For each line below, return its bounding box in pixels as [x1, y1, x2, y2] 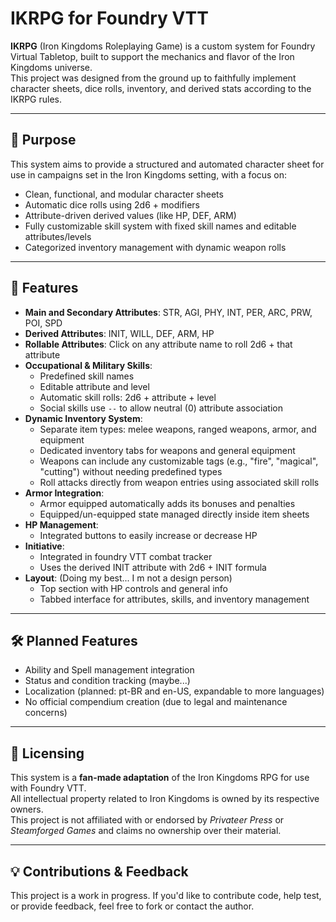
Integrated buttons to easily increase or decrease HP [39, 529, 258, 541]
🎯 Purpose [10, 132, 77, 149]
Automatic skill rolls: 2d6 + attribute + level [39, 391, 217, 403]
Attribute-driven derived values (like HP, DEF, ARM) [24, 209, 237, 221]
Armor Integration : [24, 487, 105, 499]
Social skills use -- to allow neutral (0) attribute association [39, 402, 283, 414]
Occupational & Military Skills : [24, 359, 153, 371]
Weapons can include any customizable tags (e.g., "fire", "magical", [39, 455, 319, 467]
